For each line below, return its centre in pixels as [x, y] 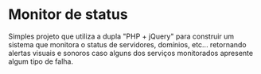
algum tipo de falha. [41, 61]
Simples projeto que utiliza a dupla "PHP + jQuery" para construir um [121, 36]
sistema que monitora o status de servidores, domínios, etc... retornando [127, 44]
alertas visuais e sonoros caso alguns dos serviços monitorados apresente [130, 53]
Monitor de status [68, 15]
